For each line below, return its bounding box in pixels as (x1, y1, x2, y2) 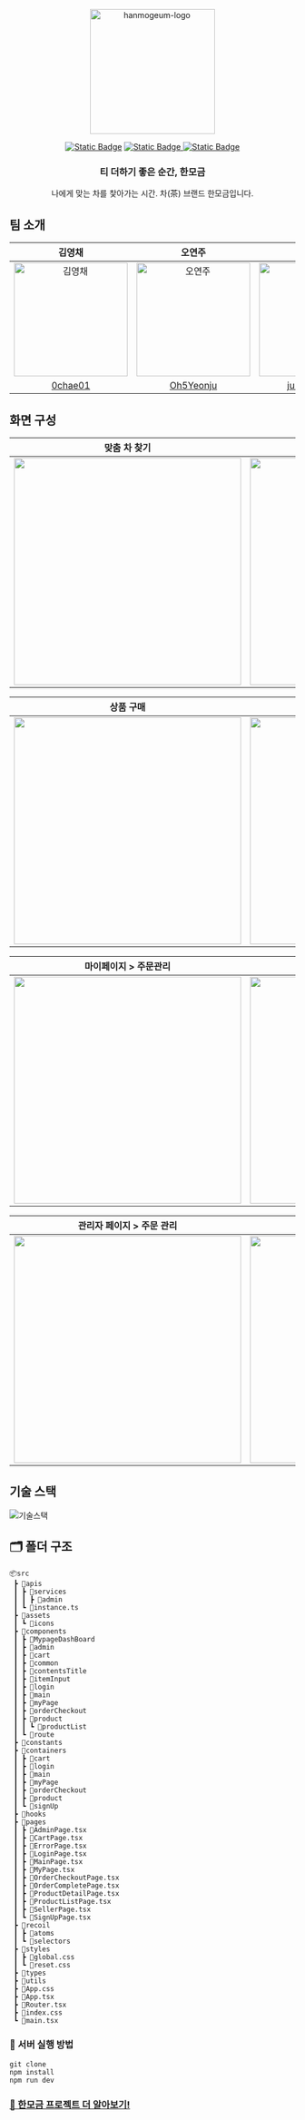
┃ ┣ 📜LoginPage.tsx (13, 1849, 88, 1859)
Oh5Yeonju (169, 380, 218, 392)
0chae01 (51, 380, 91, 392)
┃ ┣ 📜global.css (13, 1952, 75, 1961)
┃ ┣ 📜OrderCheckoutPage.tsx (13, 1873, 120, 1882)
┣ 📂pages (13, 1817, 47, 1827)
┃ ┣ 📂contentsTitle (13, 1666, 88, 1675)
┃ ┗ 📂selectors (13, 1937, 71, 1946)
